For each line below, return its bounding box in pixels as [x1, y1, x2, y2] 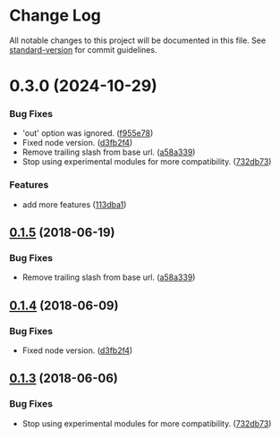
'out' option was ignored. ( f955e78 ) [21, 128, 154, 139]
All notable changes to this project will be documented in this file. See [9, 35, 267, 46]
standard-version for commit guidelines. [9, 44, 157, 55]
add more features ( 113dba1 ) [21, 198, 127, 210]
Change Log [9, 5, 101, 26]
